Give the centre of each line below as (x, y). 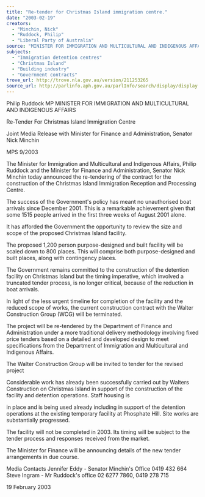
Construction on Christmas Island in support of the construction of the (95, 389)
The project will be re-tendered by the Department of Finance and (89, 326)
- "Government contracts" (45, 75)
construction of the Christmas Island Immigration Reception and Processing (101, 183)
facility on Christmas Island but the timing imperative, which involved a (95, 276)
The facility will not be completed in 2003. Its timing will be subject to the (98, 432)
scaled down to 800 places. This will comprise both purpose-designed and (101, 251)
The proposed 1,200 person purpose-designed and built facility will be (95, 245)
